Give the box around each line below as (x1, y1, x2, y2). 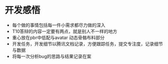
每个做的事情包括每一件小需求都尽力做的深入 (12, 22, 106, 28)
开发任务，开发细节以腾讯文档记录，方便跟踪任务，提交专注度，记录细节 (12, 40, 163, 46)
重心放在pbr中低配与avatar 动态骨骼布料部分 (12, 34, 105, 40)
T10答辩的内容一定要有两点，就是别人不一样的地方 (12, 28, 117, 34)
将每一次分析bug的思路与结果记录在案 (12, 53, 92, 59)
